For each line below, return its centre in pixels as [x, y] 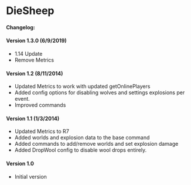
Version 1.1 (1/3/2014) [33, 118]
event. [22, 99]
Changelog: [21, 27]
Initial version [30, 176]
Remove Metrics [34, 60]
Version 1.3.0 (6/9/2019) [37, 41]
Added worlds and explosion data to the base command [82, 138]
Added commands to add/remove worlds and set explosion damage [96, 144]
